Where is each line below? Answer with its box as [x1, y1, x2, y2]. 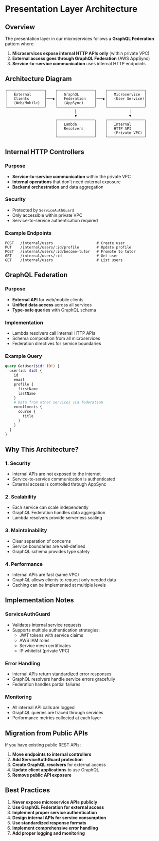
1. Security [5, 459, 31, 466]
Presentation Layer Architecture [5, 3, 138, 15]
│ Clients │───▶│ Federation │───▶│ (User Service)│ [5, 96, 147, 101]
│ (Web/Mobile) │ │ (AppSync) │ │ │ [5, 100, 147, 105]
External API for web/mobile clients [12, 296, 84, 303]
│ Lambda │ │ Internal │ [55, 122, 147, 127]
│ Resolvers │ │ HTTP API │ [55, 126, 147, 131]
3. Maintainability [5, 527, 47, 534]
